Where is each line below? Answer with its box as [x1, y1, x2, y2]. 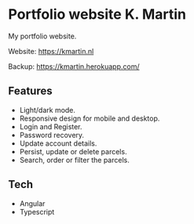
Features [8, 85, 53, 98]
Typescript [19, 207, 55, 216]
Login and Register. [19, 121, 82, 131]
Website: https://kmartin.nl [8, 46, 94, 56]
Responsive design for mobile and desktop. [19, 114, 160, 123]
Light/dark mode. [19, 105, 76, 114]
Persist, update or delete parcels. [19, 146, 127, 156]
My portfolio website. [8, 31, 77, 41]
